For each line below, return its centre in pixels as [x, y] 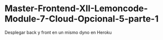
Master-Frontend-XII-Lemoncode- [76, 9]
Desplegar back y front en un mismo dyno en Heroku [58, 32]
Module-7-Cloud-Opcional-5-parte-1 [82, 19]
